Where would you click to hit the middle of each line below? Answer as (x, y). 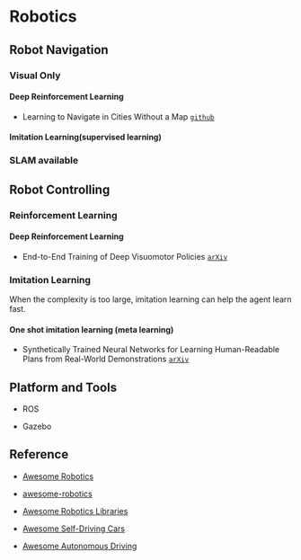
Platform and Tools (63, 387)
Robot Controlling (60, 189)
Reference (39, 454)
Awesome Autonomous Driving (80, 546)
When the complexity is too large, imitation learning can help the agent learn (150, 299)
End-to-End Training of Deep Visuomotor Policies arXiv (125, 256)
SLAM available (44, 161)
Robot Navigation (59, 50)
